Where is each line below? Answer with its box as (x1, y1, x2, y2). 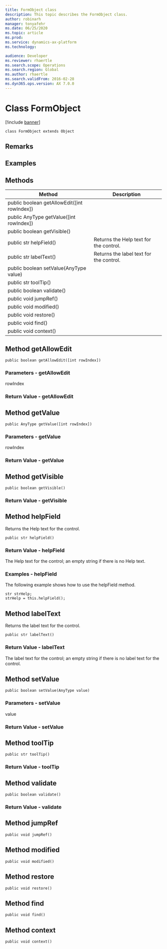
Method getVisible (5, 472, 64, 481)
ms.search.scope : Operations (5, 63, 66, 68)
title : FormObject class (5, 7, 57, 12)
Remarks (5, 143, 34, 151)
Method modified (5, 846, 60, 854)
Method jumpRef (5, 819, 58, 827)
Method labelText (5, 609, 61, 618)
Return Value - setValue (5, 723, 64, 730)
